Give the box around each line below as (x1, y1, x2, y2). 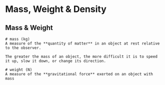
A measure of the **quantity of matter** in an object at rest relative (5, 41, 160, 46)
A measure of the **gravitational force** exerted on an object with (5, 71, 153, 76)
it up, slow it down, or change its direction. (5, 58, 106, 63)
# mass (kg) (5, 36, 30, 41)
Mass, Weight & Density (5, 3, 106, 15)
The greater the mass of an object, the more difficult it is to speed (5, 54, 157, 59)
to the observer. (5, 45, 41, 50)
